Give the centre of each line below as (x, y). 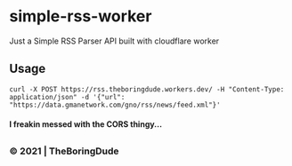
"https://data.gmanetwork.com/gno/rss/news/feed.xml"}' (115, 105)
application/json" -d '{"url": (67, 97)
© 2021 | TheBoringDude (64, 151)
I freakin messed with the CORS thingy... (86, 124)
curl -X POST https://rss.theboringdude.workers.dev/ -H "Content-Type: (147, 89)
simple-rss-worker (81, 16)
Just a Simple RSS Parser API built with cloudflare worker (114, 41)
